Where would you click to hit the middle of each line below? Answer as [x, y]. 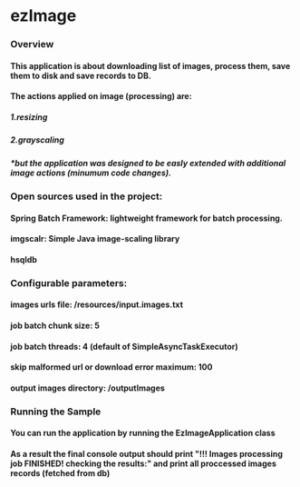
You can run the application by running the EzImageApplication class [143, 433]
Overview [32, 45]
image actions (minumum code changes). [91, 173]
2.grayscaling [37, 140]
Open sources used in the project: [87, 196]
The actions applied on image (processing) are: [102, 96]
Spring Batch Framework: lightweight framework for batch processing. [147, 218]
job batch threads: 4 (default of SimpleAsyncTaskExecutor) [124, 346]
